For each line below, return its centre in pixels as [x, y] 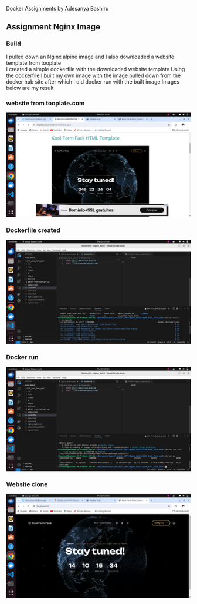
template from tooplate [34, 63]
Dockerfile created [33, 230]
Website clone [27, 484]
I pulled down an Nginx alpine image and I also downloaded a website [90, 57]
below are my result [30, 88]
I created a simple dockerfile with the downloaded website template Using [96, 69]
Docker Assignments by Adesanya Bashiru [57, 9]
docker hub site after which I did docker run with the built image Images [93, 81]
